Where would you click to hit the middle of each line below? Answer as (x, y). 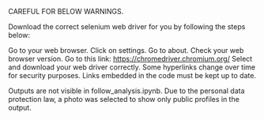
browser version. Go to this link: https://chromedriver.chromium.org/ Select (130, 59)
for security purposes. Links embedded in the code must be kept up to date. (132, 75)
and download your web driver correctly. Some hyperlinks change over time (132, 67)
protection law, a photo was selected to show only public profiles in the (124, 99)
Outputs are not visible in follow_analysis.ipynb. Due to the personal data (126, 91)
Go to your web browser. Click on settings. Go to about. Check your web (126, 50)
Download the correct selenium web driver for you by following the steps (127, 26)
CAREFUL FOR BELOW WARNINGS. (66, 11)
